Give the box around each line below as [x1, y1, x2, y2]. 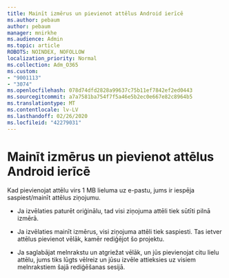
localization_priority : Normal [7, 55, 97, 62]
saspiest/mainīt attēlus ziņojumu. [7, 194, 101, 202]
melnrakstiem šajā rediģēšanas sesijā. [17, 263, 126, 271]
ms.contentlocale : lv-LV [7, 106, 79, 113]
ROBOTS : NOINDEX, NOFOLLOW [7, 49, 85, 56]
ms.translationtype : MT [7, 100, 76, 107]
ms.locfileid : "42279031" [7, 119, 81, 126]
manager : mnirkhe [7, 29, 57, 37]
